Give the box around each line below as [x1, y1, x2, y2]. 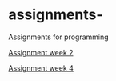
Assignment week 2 [8, 47, 74, 57]
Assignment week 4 [8, 63, 74, 73]
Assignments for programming [8, 32, 110, 42]
